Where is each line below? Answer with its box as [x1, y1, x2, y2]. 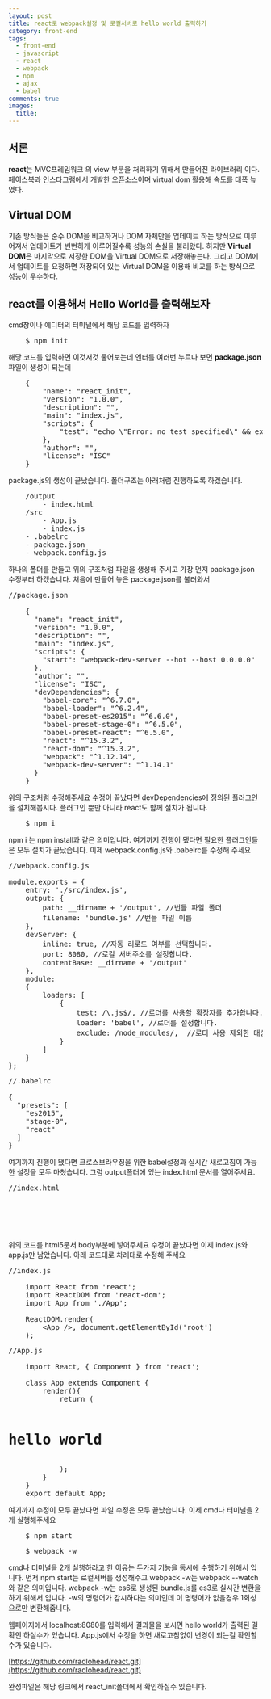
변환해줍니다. [29, 1603, 71, 1613]
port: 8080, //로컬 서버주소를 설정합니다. [42, 950, 194, 959]
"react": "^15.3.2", [42, 736, 123, 746]
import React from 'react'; [25, 1282, 136, 1292]
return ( [59, 1394, 94, 1404]
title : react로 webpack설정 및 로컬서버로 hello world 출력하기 [8, 19, 207, 27]
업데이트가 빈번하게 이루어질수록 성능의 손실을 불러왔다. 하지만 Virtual [29, 241, 252, 250]
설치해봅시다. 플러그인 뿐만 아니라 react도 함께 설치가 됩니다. [16, 803, 208, 813]
